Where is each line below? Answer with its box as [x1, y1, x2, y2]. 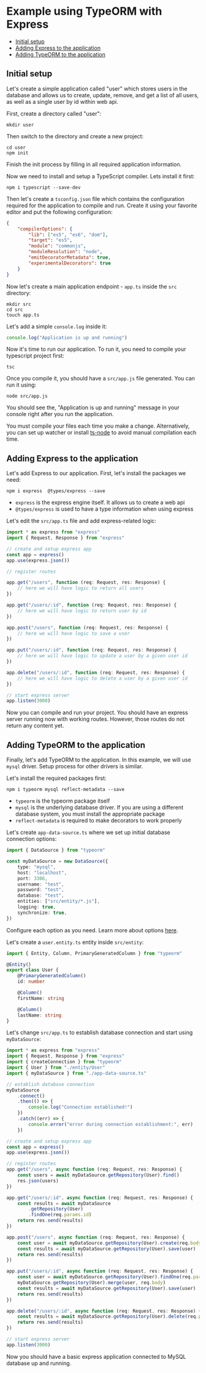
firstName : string [17, 995, 64, 1001]
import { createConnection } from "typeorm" [6, 1059, 122, 1065]
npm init [6, 149, 29, 156]
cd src [6, 306, 23, 313]
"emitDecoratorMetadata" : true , [28, 254, 112, 261]
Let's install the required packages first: [6, 774, 107, 782]
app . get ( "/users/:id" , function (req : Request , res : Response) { [6, 602, 177, 608]
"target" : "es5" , [28, 237, 72, 243]
